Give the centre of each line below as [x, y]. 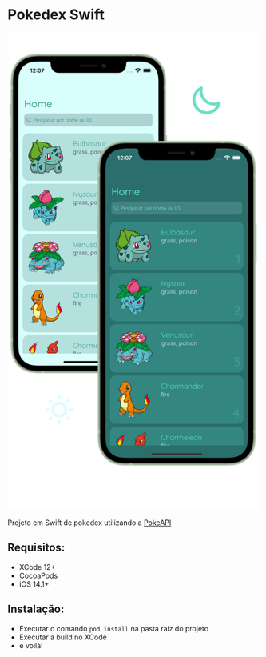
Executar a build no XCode [63, 637]
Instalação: [36, 609]
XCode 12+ [37, 567]
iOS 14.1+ [34, 584]
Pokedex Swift [56, 15]
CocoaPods [38, 575]
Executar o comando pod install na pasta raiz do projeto [114, 628]
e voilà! [31, 645]
